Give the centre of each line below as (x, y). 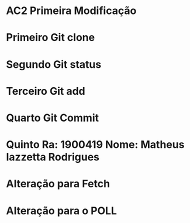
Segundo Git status (54, 64)
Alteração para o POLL (61, 210)
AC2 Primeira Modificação (71, 11)
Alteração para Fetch (58, 184)
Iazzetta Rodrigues (53, 157)
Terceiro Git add (46, 91)
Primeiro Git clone (51, 38)
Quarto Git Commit (53, 118)
